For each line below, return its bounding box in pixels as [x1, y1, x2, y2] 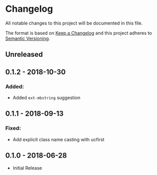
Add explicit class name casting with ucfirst [12, 136, 105, 142]
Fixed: [5, 125, 21, 132]
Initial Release [12, 165, 42, 171]
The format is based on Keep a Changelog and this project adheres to [5, 30, 152, 36]
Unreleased [5, 50, 43, 59]
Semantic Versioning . [5, 35, 50, 41]
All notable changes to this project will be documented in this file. [5, 20, 143, 26]
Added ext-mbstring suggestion [12, 95, 81, 101]
